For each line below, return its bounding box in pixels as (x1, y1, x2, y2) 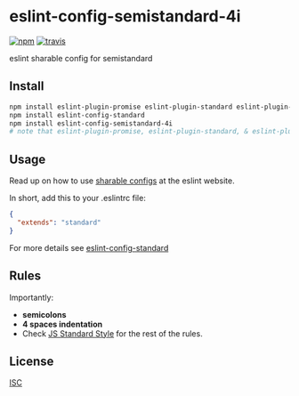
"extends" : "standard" (17, 218, 101, 227)
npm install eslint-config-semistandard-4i (9, 118, 174, 128)
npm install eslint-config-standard (9, 110, 145, 119)
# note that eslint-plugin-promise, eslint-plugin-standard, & (9, 127, 249, 136)
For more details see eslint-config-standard (9, 242, 169, 253)
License (9, 353, 54, 368)
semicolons (21, 309, 67, 319)
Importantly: (9, 292, 54, 303)
